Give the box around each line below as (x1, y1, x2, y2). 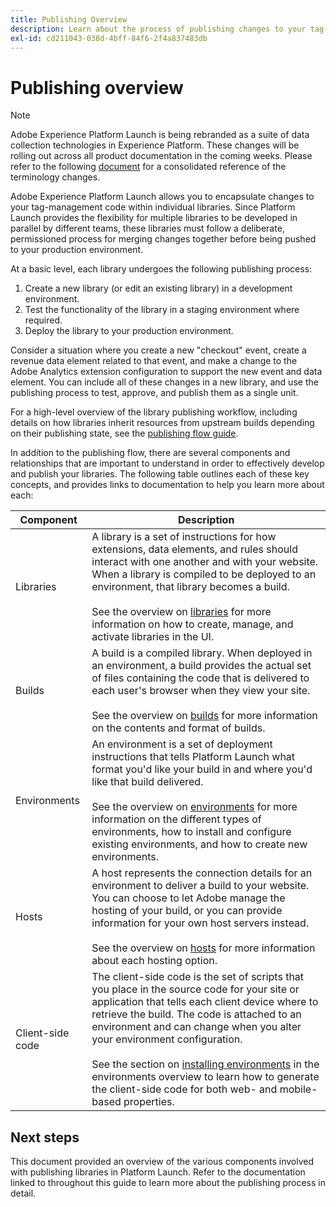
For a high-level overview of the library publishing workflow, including (10, 406, 298, 418)
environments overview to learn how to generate (91, 1070, 320, 1084)
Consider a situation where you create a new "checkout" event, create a (10, 344, 307, 356)
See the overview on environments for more (91, 800, 298, 814)
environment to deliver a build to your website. (91, 879, 310, 893)
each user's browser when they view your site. (91, 684, 311, 698)
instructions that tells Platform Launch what (91, 750, 296, 764)
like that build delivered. (91, 775, 204, 789)
